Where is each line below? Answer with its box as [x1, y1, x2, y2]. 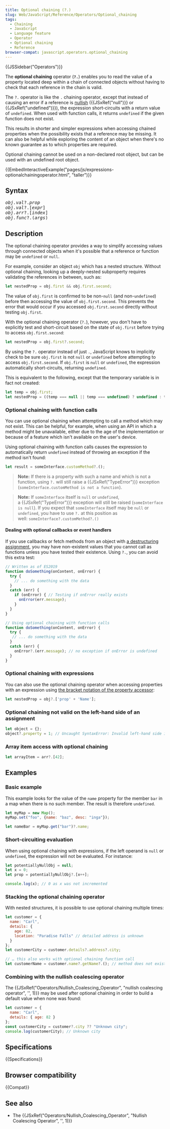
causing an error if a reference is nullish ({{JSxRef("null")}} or [5, 99, 134, 105]
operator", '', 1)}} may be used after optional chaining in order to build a [5, 990, 153, 996]
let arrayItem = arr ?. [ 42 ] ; [5, 755, 65, 760]
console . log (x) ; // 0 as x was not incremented [5, 881, 108, 887]
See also [5, 1099, 33, 1108]
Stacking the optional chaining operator [5, 893, 105, 900]
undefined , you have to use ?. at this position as [17, 510, 118, 516]
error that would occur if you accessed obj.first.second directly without [5, 304, 157, 310]
